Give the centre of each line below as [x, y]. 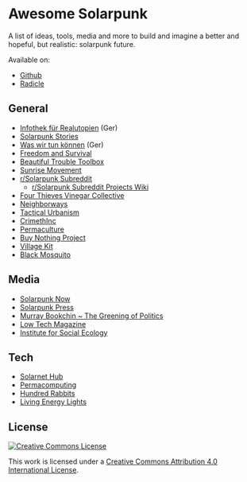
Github [31, 75]
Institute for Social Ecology [64, 332]
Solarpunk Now [45, 298]
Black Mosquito [45, 255]
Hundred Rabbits [47, 394]
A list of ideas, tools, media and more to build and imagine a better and [124, 36]
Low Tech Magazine [53, 324]
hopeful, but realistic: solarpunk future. [72, 44]
